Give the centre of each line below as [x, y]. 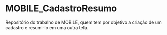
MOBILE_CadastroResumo [61, 9]
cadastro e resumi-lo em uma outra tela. [47, 27]
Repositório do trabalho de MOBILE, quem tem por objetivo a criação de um [83, 22]
